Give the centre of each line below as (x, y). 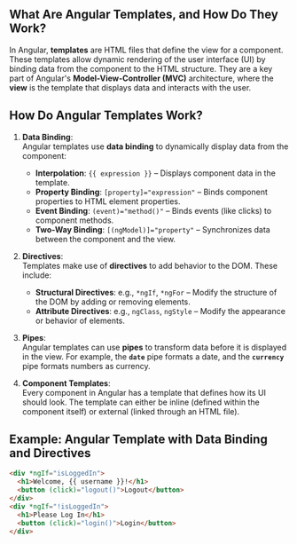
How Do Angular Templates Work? (106, 116)
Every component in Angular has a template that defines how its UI (144, 392)
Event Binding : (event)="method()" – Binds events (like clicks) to (153, 210)
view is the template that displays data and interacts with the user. (130, 87)
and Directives (50, 453)
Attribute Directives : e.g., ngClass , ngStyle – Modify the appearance (160, 311)
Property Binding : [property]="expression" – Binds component (152, 192)
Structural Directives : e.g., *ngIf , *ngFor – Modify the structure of (156, 292)
